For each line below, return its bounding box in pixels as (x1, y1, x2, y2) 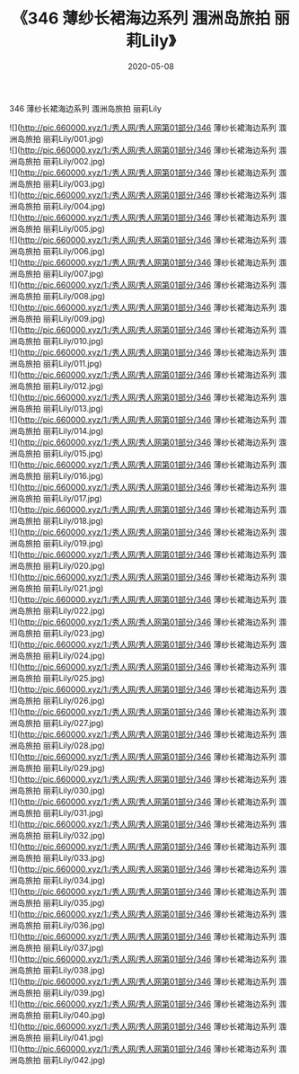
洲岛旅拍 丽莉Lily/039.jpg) (9, 987, 106, 998)
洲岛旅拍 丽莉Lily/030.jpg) (9, 785, 106, 795)
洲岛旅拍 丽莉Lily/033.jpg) (9, 852, 106, 863)
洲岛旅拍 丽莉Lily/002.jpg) (9, 155, 106, 166)
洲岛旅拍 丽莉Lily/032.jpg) (9, 830, 106, 840)
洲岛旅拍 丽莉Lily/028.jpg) (9, 740, 106, 750)
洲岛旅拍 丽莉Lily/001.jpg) (9, 133, 104, 144)
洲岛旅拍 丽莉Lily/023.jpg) (9, 627, 106, 638)
